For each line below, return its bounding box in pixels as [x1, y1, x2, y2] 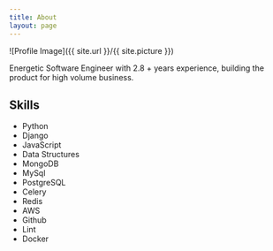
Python [21, 121, 49, 132]
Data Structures [21, 149, 80, 160]
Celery [21, 186, 47, 197]
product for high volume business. [9, 72, 134, 82]
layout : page [9, 21, 57, 30]
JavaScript [21, 140, 62, 150]
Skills [9, 97, 40, 112]
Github [21, 215, 47, 225]
